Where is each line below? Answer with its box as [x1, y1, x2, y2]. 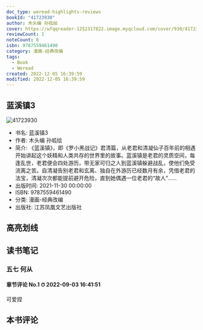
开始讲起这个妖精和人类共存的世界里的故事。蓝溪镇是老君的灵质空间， [14, 152, 190, 159]
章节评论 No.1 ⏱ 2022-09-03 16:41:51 [6, 281, 101, 288]
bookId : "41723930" [6, 15, 56, 21]
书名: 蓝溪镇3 [14, 129, 48, 136]
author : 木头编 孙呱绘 [6, 20, 58, 26]
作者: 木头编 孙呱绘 [14, 137, 62, 144]
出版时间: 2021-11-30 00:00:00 [14, 182, 92, 189]
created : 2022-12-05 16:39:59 [6, 71, 83, 77]
